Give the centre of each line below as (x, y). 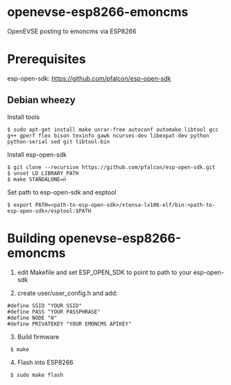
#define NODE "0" (32, 318)
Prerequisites (47, 59)
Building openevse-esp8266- (94, 238)
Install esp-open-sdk (37, 154)
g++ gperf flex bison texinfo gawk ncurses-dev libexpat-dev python (108, 136)
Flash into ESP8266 (45, 362)
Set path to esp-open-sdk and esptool (62, 192)
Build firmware (38, 337)
